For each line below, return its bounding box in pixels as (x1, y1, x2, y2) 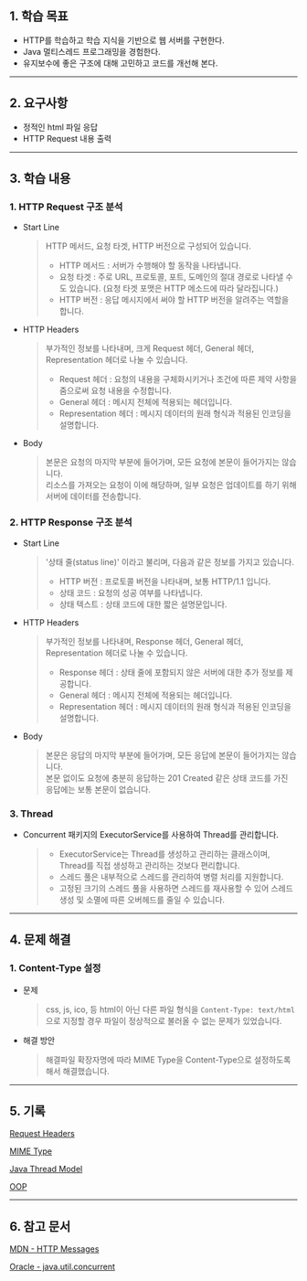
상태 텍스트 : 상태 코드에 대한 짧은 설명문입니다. (58, 598, 228, 610)
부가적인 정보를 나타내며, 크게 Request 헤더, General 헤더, (45, 343, 254, 354)
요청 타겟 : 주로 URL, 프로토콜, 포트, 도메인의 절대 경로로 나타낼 (58, 272, 284, 283)
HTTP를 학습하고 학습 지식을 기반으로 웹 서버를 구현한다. (22, 35, 226, 46)
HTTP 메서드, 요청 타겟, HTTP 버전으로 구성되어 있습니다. (45, 240, 251, 251)
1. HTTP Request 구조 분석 (9, 200, 123, 213)
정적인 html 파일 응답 (22, 122, 99, 133)
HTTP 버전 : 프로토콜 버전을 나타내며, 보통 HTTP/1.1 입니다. (58, 575, 271, 587)
